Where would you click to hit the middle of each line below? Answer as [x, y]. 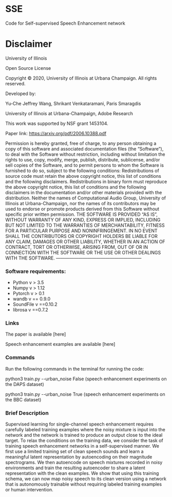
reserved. [15, 83]
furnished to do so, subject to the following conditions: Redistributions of [82, 171]
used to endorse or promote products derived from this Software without [82, 209]
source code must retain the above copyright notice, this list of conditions [83, 176]
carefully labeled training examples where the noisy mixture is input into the [85, 430]
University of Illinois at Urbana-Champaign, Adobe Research [69, 113]
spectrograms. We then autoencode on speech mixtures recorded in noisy [84, 463]
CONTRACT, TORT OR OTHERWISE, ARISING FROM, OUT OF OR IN [77, 247]
